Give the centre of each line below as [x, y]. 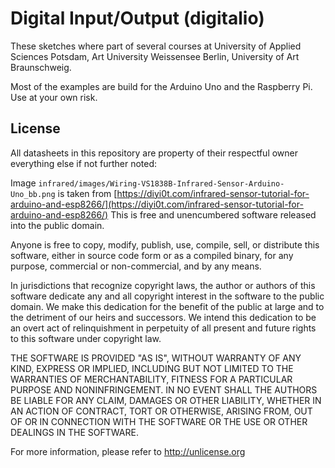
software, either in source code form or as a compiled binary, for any [152, 255]
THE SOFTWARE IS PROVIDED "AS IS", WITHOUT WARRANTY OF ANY [156, 358]
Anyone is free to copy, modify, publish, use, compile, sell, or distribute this [165, 244]
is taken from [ [87, 193]
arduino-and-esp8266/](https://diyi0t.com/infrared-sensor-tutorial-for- [157, 204]
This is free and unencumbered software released [213, 214]
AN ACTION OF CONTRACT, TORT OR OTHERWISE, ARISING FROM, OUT [161, 411]
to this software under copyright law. [86, 338]
